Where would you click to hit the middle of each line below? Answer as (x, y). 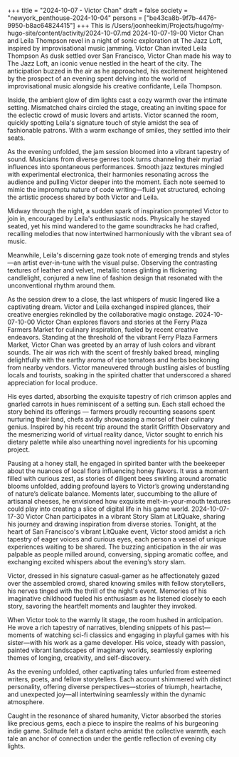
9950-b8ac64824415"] (42, 25)
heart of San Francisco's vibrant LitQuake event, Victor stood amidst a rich (117, 532)
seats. (16, 138)
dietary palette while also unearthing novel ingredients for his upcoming (113, 442)
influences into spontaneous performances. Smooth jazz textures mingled (116, 167)
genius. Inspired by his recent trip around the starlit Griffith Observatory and (119, 427)
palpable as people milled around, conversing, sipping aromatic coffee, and (118, 554)
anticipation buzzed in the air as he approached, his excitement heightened (118, 71)
